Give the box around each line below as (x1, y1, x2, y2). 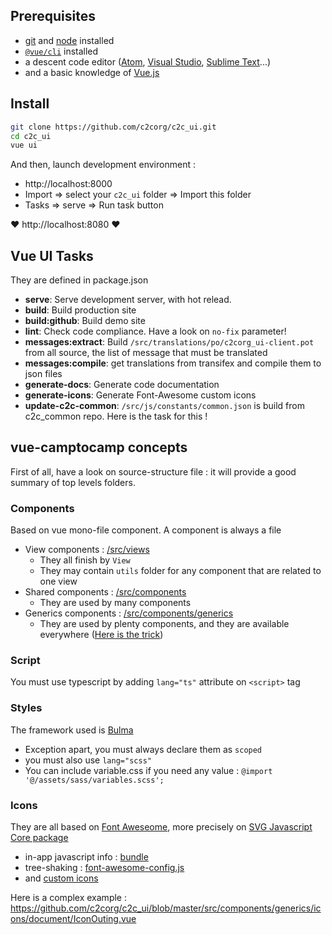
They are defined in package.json (10, 274, 149, 286)
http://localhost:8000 (24, 178, 113, 190)
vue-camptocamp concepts (10, 439, 188, 456)
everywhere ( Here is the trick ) (39, 629, 164, 641)
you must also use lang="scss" (24, 754, 152, 766)
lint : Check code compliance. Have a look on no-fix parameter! (24, 325, 287, 338)
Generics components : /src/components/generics (24, 607, 234, 619)
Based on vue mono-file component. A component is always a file (10, 524, 282, 536)
